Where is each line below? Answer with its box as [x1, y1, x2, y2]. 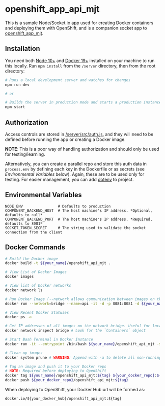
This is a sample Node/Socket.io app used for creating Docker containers [5, 20, 154, 26]
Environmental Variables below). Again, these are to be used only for [5, 171, 144, 177]
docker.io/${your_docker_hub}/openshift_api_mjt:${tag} [5, 396, 122, 401]
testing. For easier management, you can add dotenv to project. [5, 176, 134, 182]
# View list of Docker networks [5, 283, 71, 288]
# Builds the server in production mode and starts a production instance [5, 100, 162, 105]
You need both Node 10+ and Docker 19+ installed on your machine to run [5, 58, 155, 64]
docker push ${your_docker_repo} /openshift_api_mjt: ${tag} [5, 378, 129, 383]
